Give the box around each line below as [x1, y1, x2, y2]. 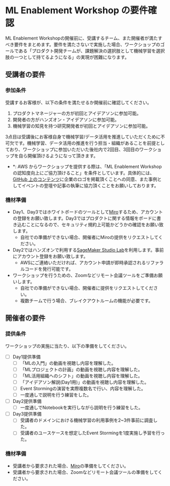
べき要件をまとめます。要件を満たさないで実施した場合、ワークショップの [5, 41, 161, 47]
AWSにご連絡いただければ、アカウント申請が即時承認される [20, 259, 146, 265]
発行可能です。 [42, 266, 74, 272]
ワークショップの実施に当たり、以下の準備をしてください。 [5, 343, 129, 349]
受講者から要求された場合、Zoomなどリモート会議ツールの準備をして [12, 469, 158, 475]
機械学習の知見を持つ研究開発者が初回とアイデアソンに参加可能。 [12, 123, 151, 129]
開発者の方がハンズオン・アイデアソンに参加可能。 [12, 116, 119, 122]
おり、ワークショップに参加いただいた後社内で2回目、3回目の [9, 146, 140, 152]
